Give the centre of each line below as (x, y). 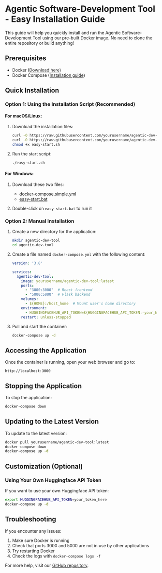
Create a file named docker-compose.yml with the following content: (79, 254)
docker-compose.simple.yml (48, 194)
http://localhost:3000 (28, 371)
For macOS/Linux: (23, 116)
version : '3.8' (27, 263)
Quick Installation (32, 91)
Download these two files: (38, 184)
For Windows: (19, 174)
